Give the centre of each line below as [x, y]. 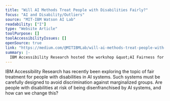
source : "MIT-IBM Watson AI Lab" [40, 19]
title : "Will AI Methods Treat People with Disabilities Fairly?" [77, 10]
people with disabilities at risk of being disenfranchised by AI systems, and [83, 88]
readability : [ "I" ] [26, 24]
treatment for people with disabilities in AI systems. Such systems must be [83, 77]
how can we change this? [32, 93]
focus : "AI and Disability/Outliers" [45, 15]
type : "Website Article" [31, 29]
